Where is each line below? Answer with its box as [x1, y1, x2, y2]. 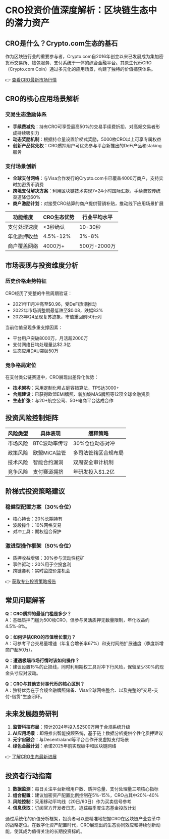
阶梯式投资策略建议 [5, 487, 65, 496]
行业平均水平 [82, 214, 113, 221]
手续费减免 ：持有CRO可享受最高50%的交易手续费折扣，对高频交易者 [12, 123, 156, 130]
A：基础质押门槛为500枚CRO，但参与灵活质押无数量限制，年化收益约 [5, 617, 150, 623]
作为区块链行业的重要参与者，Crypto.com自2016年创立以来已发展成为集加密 [5, 54, 164, 59]
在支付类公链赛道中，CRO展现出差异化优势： [5, 374, 99, 380]
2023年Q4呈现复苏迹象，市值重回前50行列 [12, 313, 102, 319]
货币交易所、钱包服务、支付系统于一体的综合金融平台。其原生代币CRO [5, 60, 152, 66]
